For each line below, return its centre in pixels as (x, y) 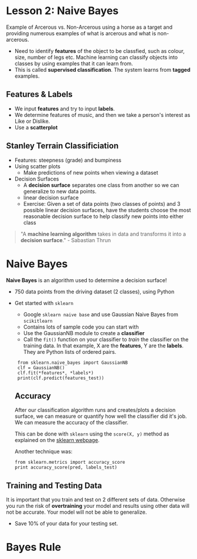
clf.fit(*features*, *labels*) (55, 373)
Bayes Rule (34, 547)
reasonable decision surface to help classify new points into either (103, 216)
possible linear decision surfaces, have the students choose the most (107, 210)
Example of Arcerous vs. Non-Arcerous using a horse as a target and (89, 27)
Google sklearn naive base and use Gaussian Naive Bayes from (101, 314)
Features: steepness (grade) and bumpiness (68, 160)
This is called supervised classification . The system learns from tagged (102, 69)
